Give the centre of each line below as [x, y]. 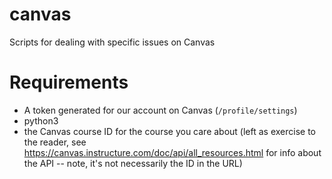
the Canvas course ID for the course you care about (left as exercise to [170, 131]
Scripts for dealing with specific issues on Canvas [112, 42]
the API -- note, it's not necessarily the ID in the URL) [133, 163]
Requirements [69, 82]
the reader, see [55, 142]
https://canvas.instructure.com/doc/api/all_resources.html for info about [172, 152]
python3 [41, 120]
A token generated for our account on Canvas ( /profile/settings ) [160, 110]
